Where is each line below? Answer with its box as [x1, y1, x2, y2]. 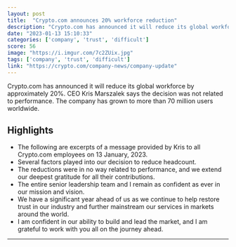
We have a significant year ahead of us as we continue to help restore [17, 195, 220, 203]
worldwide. [7, 104, 40, 112]
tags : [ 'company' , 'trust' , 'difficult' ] [7, 56, 131, 63]
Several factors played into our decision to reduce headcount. [17, 158, 197, 166]
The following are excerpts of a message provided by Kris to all [17, 143, 201, 152]
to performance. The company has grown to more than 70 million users [7, 96, 214, 105]
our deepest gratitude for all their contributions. [17, 173, 155, 181]
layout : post [7, 10, 46, 18]
